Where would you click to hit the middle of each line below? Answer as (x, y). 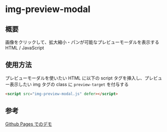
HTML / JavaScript (25, 48)
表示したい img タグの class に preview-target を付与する (69, 84)
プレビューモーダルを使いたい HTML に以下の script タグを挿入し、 (75, 78)
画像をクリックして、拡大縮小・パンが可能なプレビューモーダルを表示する (82, 42)
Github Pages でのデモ (29, 124)
